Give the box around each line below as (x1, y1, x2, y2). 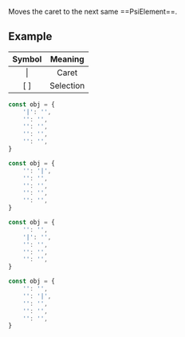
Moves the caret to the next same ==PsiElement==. (8, 7, 178, 16)
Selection (49, 80, 85, 91)
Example (8, 30, 53, 43)
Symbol (12, 54, 42, 65)
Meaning (49, 54, 85, 65)
